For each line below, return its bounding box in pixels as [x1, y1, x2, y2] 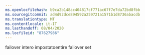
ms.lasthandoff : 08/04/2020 [5, 26, 64, 31]
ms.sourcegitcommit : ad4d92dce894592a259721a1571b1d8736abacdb [5, 12, 140, 17]
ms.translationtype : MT [5, 16, 55, 21]
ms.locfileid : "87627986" [5, 30, 59, 35]
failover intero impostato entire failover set [5, 44, 92, 50]
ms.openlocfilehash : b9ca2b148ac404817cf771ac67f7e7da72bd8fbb [5, 7, 140, 12]
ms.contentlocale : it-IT [5, 21, 57, 26]
